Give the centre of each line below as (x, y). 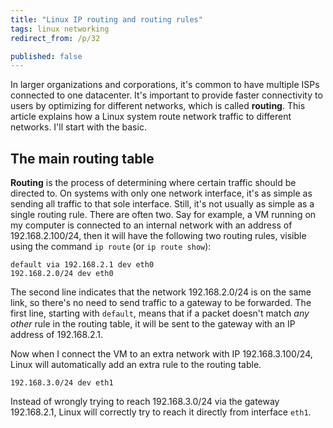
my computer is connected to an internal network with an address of (151, 225)
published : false (46, 56)
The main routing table (82, 158)
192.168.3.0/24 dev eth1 (62, 383)
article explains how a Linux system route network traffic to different (151, 117)
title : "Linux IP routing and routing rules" (106, 19)
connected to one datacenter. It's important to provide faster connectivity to (166, 95)
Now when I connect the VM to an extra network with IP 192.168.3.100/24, (161, 354)
